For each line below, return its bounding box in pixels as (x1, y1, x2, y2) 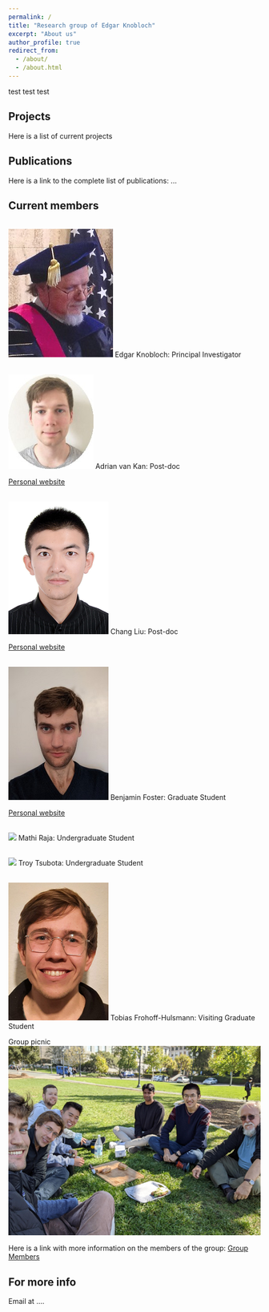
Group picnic (8, 1037, 51, 1047)
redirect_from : (8, 46, 59, 55)
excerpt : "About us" (8, 30, 78, 38)
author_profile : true (8, 38, 81, 46)
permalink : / (8, 13, 52, 21)
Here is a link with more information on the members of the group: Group (8, 1243, 248, 1253)
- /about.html (15, 64, 62, 72)
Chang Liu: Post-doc (110, 627, 179, 636)
